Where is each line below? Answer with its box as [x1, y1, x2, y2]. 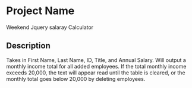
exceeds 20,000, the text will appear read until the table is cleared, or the [6, 69, 185, 76]
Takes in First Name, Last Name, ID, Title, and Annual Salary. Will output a [6, 56, 186, 63]
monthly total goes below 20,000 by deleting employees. [6, 75, 146, 82]
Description [6, 41, 51, 51]
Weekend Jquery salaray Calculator [6, 24, 94, 31]
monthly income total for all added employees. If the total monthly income [6, 63, 187, 70]
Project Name [6, 4, 75, 18]
